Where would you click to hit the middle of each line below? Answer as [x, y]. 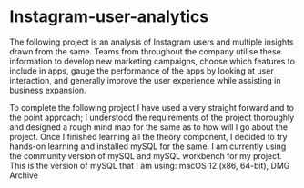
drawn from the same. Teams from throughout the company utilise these [146, 51]
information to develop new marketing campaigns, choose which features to [152, 61]
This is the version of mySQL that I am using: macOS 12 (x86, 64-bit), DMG [150, 165]
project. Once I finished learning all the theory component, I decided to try [148, 136]
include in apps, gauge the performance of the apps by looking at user [142, 71]
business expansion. [48, 90]
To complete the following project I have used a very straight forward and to [152, 107]
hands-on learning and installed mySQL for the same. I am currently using [148, 146]
